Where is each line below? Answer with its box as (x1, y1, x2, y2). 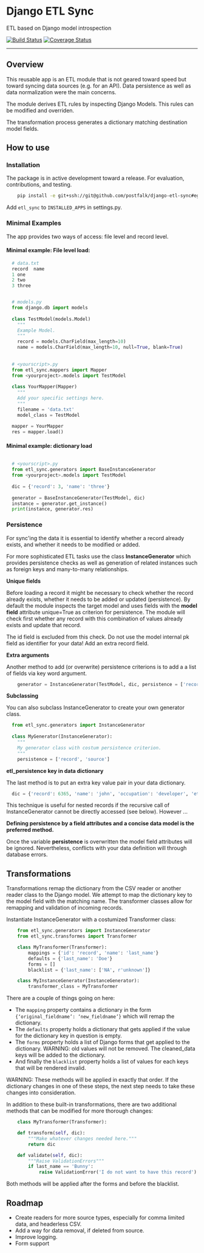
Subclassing (6, 692, 38, 699)
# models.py (12, 299, 42, 305)
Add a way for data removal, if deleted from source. (15, 1226, 144, 1234)
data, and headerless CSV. (15, 1220, 82, 1227)
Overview (6, 60, 44, 70)
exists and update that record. (6, 621, 81, 628)
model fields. (6, 125, 39, 132)
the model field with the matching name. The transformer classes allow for (6, 898, 192, 905)
